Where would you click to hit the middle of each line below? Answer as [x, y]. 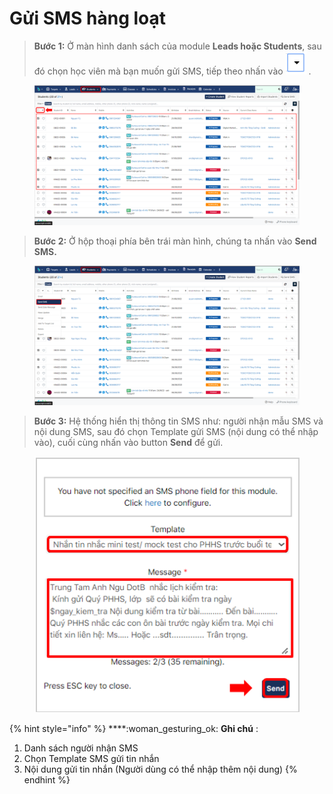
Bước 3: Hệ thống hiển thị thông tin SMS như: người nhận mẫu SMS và [178, 421]
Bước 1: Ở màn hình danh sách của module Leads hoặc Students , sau [177, 46]
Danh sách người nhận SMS [81, 748]
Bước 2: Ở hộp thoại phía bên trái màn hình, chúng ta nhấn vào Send [175, 241]
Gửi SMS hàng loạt [88, 18]
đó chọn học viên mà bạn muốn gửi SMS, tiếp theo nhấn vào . [172, 71]
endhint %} [47, 780]
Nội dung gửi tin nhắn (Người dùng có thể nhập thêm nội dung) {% [160, 769]
